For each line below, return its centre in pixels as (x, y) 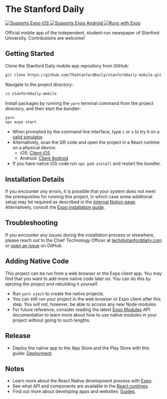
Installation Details (35, 179)
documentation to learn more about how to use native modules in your (84, 315)
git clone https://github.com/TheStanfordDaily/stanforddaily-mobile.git (83, 75)
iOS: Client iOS (35, 153)
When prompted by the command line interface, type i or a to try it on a (86, 132)
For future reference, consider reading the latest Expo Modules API (81, 309)
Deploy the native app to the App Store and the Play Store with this (81, 348)
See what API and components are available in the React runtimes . (81, 386)
